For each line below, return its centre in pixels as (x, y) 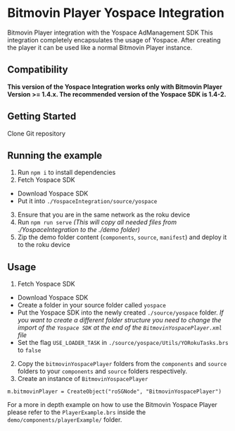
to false (29, 350)
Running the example (55, 156)
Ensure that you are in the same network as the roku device (104, 215)
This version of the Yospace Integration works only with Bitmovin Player (115, 87)
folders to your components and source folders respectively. (102, 371)
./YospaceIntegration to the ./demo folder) (79, 230)
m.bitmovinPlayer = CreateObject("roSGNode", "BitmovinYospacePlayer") (114, 392)
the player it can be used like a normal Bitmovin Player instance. (100, 47)
